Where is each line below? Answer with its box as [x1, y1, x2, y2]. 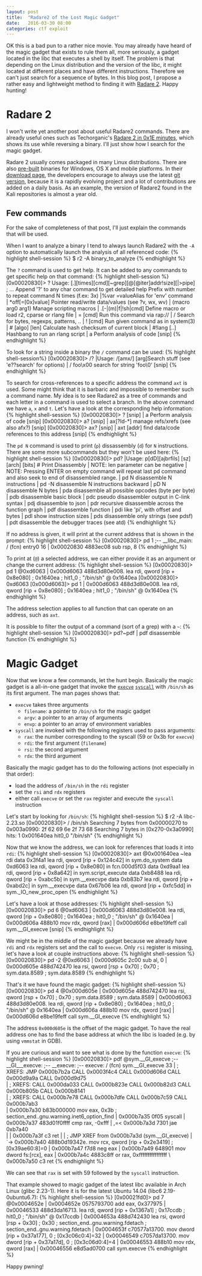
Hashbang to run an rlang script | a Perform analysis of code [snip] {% [6, 330, 181, 337]
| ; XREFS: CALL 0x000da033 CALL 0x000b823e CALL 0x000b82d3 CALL [6, 1080, 191, 1088]
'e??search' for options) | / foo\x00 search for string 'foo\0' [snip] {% [6, 362, 177, 368]
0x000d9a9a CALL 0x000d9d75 [6, 1074, 87, 1082]
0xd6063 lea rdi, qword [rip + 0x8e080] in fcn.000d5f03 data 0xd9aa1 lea [6, 863, 189, 870]
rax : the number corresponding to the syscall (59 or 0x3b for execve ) [23, 733, 195, 740]
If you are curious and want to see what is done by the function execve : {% [6, 1049, 191, 1056]
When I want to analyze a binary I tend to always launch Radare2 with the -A [6, 242, 195, 249]
